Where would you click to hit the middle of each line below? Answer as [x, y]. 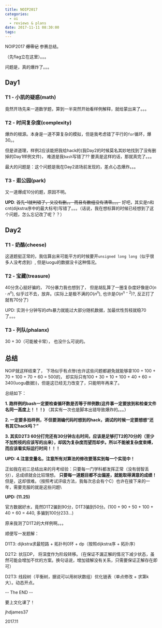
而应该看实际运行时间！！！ [33, 449]
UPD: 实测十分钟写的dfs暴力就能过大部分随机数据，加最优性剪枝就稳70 [76, 310]
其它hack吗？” [24, 426]
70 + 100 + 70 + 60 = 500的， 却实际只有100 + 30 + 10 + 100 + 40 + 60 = [78, 377]
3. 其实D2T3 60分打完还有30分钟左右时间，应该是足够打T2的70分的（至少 [80, 436]
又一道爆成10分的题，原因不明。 [37, 192]
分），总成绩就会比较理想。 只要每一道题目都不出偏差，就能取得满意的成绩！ [81, 475]
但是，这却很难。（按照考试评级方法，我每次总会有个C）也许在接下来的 [75, 481]
